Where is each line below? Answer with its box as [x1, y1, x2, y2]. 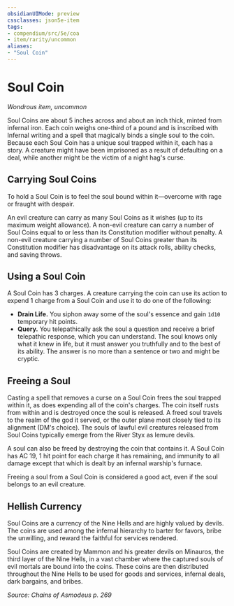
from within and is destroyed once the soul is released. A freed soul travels [7, 409, 223, 417]
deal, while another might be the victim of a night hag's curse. [7, 153, 186, 162]
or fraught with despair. [7, 199, 75, 208]
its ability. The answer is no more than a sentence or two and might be [17, 347, 220, 355]
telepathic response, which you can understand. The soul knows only [17, 332, 218, 341]
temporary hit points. [17, 318, 78, 326]
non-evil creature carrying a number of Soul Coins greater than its [7, 235, 198, 244]
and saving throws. [7, 250, 62, 259]
